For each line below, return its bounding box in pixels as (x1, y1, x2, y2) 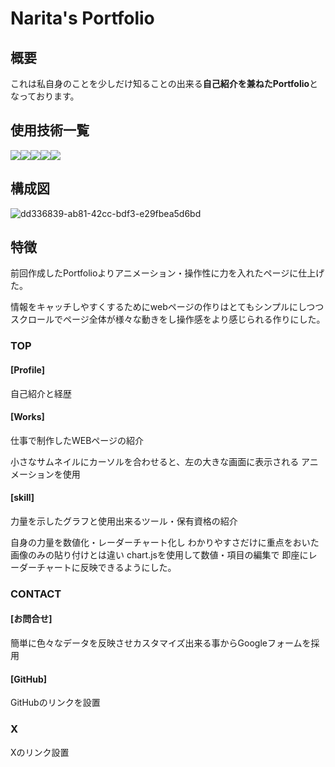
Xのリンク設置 (10, 746, 70, 758)
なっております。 (10, 90, 80, 102)
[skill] (10, 492, 35, 504)
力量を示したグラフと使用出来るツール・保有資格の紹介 (10, 515, 238, 527)
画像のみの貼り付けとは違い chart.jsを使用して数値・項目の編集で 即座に (10, 548, 309, 561)
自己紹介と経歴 (10, 387, 72, 399)
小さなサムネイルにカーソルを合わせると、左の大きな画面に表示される (10, 455, 300, 467)
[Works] (10, 411, 45, 423)
